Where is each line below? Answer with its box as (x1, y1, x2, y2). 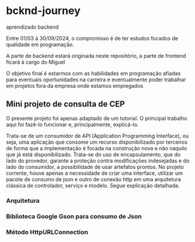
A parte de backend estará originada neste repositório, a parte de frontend (6, 52, 186, 59)
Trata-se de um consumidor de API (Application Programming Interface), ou (6, 132, 189, 139)
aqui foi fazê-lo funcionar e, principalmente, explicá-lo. (6, 121, 139, 128)
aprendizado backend (6, 23, 59, 30)
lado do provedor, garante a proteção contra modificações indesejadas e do (6, 157, 190, 164)
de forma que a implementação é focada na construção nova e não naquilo (6, 144, 187, 151)
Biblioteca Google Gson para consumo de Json (6, 212, 142, 220)
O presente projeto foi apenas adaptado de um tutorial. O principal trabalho (6, 115, 187, 122)
